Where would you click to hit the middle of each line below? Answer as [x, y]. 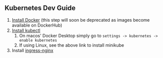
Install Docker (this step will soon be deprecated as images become [81, 20]
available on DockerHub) [37, 25]
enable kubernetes [38, 40]
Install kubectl [26, 30]
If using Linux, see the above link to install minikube [72, 45]
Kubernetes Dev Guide [40, 8]
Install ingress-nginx [33, 50]
